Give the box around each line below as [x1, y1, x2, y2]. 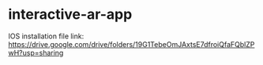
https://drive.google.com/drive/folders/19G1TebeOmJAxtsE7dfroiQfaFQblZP [8, 39, 255, 49]
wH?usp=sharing [8, 48, 64, 57]
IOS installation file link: [8, 31, 85, 41]
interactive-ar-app [8, 5, 133, 23]
